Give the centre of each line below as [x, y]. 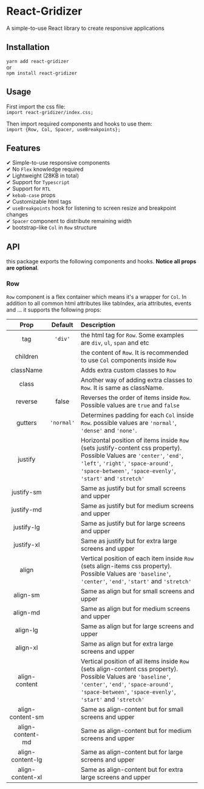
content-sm [27, 717]
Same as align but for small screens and [138, 591]
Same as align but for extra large [127, 644]
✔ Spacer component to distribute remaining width [69, 221]
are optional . [22, 268]
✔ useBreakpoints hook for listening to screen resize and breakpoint [91, 208]
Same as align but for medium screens [135, 609]
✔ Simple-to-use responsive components [58, 163]
